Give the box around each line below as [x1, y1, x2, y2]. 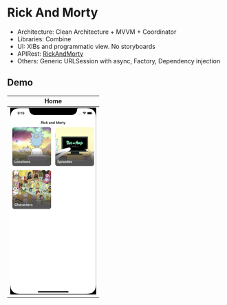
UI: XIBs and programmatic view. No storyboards [17, 42, 156, 50]
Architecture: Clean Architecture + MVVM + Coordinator [17, 28, 177, 36]
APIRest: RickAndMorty [17, 50, 84, 58]
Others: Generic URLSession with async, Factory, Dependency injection [17, 56, 221, 65]
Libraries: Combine [17, 34, 72, 43]
